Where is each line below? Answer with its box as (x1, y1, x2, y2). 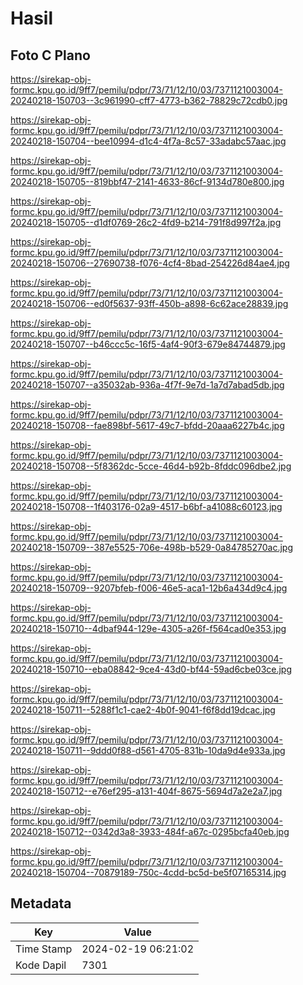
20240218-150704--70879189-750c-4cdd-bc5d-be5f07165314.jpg (10, 867, 287, 878)
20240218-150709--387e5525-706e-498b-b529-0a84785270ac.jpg (10, 542, 294, 553)
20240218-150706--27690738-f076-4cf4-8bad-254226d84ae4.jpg (10, 257, 290, 269)
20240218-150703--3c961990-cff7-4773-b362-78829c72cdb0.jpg (10, 95, 288, 106)
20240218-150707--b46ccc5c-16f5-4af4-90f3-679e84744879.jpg (10, 338, 286, 350)
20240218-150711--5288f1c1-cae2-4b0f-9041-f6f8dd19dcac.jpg (10, 704, 276, 716)
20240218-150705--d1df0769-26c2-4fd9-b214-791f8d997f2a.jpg (10, 217, 282, 228)
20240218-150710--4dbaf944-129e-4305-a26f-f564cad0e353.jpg (10, 623, 287, 634)
